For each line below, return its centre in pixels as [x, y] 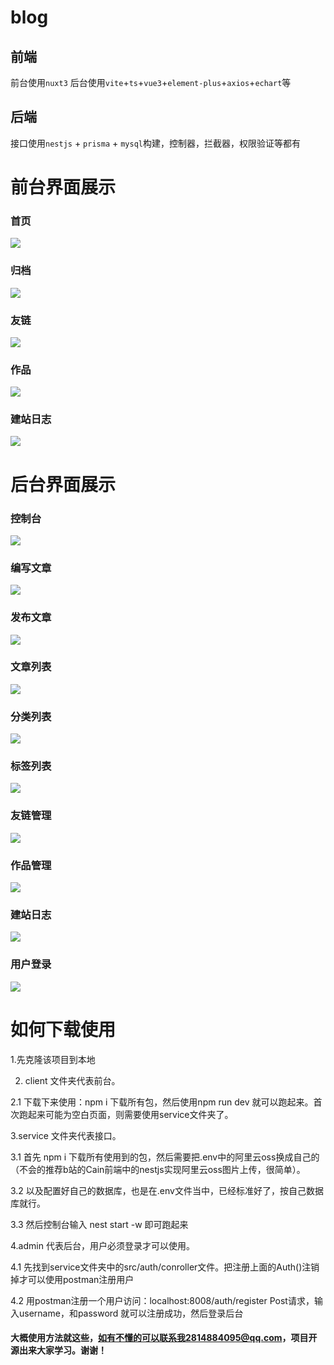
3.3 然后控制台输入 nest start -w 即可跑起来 [99, 1224]
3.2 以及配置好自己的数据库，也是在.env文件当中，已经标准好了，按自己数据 [167, 1190]
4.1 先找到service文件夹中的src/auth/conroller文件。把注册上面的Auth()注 [161, 1267]
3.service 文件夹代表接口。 [66, 1135]
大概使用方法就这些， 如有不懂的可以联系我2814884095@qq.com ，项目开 [164, 1338]
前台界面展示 [63, 187]
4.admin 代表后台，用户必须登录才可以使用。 [102, 1245]
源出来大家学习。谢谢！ [58, 1350]
